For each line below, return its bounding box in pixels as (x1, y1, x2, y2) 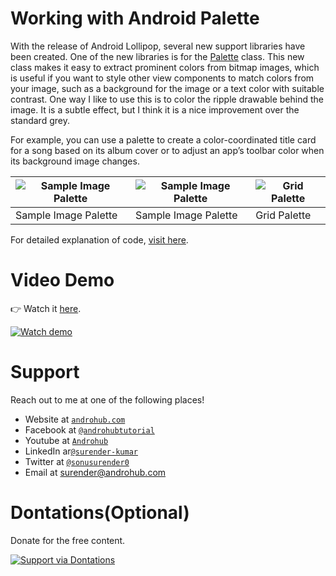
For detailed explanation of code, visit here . (10, 233, 189, 246)
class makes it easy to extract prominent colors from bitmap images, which (10, 61, 320, 73)
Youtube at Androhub (24, 434, 109, 446)
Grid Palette (255, 208, 312, 222)
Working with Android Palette (10, 7, 260, 30)
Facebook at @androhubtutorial (24, 423, 155, 436)
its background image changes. (10, 155, 140, 167)
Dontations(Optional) (10, 502, 190, 524)
